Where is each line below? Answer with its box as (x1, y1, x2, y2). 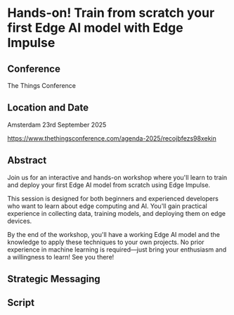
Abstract (7, 155, 47, 167)
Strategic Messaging (7, 273, 100, 285)
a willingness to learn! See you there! (7, 252, 115, 261)
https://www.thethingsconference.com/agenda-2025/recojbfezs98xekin (7, 134, 216, 142)
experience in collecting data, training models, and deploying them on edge (7, 209, 226, 217)
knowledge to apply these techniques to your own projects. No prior (7, 238, 205, 246)
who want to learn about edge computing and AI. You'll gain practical (7, 202, 207, 210)
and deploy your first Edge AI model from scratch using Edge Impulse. (7, 181, 211, 189)
